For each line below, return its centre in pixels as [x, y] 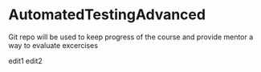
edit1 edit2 [25, 61]
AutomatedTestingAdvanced [107, 15]
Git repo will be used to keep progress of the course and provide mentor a [131, 37]
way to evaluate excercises [53, 45]
